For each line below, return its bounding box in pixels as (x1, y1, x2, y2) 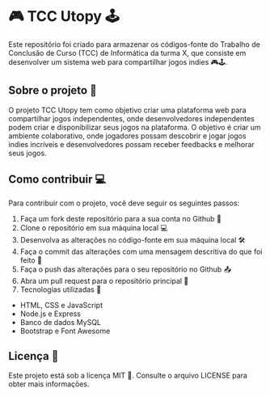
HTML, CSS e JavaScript (19, 300, 103, 310)
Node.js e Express (19, 309, 81, 319)
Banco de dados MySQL (19, 317, 102, 327)
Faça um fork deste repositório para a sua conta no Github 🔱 (19, 213, 222, 223)
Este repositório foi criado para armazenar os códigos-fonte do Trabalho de (8, 39, 260, 49)
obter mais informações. (8, 379, 91, 389)
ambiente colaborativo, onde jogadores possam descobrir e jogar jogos (8, 131, 247, 141)
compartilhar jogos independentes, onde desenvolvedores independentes (8, 113, 255, 123)
